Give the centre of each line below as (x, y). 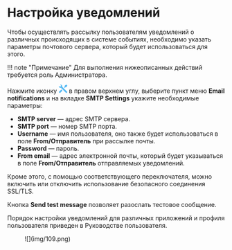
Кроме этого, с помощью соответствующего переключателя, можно (110, 176)
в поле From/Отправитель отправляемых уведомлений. (101, 163)
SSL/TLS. (20, 191)
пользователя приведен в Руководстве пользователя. (87, 225)
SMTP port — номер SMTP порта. (67, 126)
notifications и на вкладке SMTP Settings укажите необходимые (103, 98)
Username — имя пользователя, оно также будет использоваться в (118, 134)
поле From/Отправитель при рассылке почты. (86, 141)
